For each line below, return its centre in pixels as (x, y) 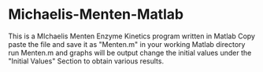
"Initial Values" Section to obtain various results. (86, 61)
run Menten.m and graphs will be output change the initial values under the (130, 52)
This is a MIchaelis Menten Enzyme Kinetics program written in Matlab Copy (132, 36)
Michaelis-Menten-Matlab (96, 14)
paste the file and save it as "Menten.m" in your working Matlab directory (127, 44)
